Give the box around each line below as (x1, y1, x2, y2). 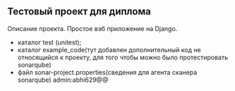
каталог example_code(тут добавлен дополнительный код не (17, 45, 201, 54)
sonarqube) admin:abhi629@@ (17, 75, 109, 84)
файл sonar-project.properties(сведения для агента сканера (17, 68, 198, 76)
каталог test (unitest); (17, 38, 82, 47)
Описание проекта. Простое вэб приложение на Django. (7, 24, 178, 32)
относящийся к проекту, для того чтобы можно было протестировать (17, 53, 229, 61)
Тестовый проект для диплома (7, 6, 152, 18)
